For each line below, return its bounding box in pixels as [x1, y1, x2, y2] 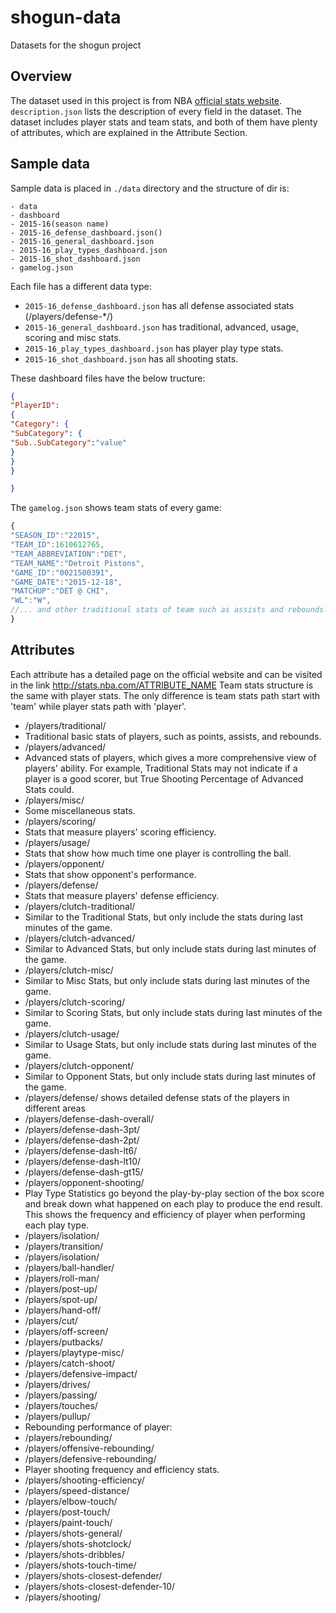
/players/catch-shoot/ [24, 1357, 116, 1369]
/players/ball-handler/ [24, 1261, 115, 1273]
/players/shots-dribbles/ [24, 1548, 125, 1560]
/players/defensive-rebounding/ [24, 1452, 157, 1465]
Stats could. [24, 783, 75, 795]
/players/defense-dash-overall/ [24, 1112, 155, 1125]
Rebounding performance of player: [24, 1421, 173, 1433]
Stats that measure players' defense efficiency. [24, 889, 220, 901]
